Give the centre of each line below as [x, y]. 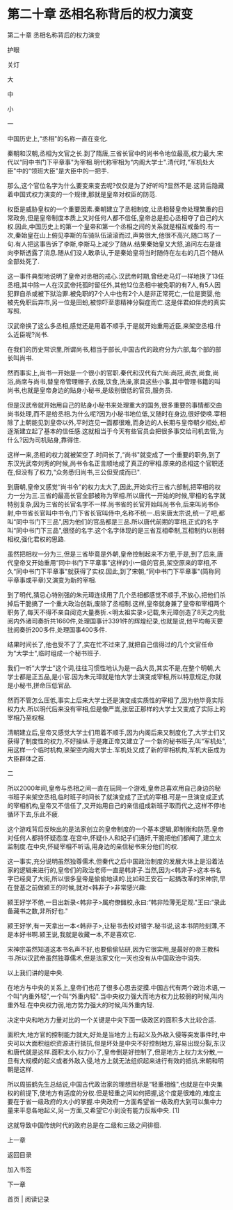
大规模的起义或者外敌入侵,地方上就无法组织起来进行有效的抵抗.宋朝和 [119, 1060]
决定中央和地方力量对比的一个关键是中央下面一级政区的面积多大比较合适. [112, 1019]
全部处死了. [24, 261]
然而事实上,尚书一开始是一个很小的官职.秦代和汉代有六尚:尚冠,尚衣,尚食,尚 [113, 373]
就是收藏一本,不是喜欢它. [101, 934]
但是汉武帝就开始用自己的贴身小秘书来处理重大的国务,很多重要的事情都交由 [115, 405]
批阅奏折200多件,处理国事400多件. [57, 629]
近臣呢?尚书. [31, 334]
